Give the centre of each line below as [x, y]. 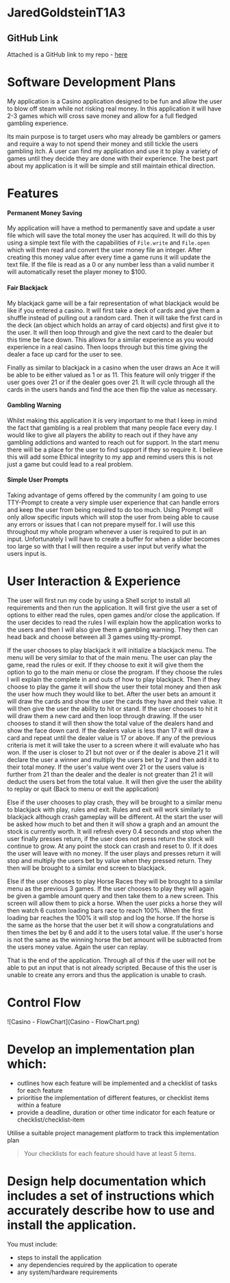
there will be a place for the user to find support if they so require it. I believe [115, 449]
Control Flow [44, 1003]
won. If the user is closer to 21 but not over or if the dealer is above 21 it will [113, 752]
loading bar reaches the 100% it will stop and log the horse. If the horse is [111, 917]
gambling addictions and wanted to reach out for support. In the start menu [113, 442]
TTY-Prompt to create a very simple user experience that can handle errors [113, 502]
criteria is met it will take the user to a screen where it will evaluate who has [114, 745]
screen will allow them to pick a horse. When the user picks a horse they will [115, 903]
